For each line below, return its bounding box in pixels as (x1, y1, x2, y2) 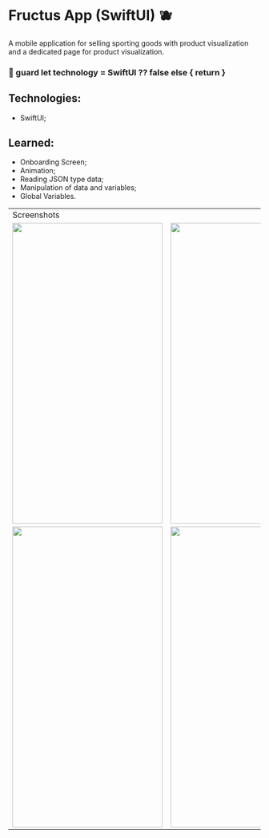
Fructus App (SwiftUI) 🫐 (8, 6, 174, 25)
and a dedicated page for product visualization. (8, 47, 165, 56)
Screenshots (12, 209, 60, 221)
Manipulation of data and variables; (19, 183, 137, 192)
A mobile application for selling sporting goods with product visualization (8, 38, 249, 48)
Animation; (19, 166, 56, 176)
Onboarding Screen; (19, 157, 87, 167)
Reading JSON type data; (19, 174, 104, 184)
